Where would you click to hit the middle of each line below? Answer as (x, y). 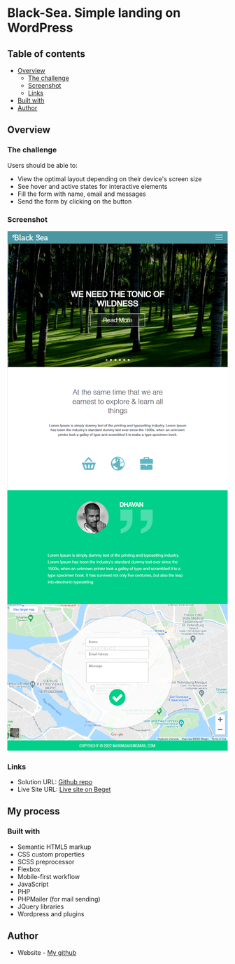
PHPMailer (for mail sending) (59, 899)
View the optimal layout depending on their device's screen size (109, 179)
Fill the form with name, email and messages (82, 194)
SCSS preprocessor (46, 861)
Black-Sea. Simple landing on (94, 13)
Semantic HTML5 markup (54, 847)
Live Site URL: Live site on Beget (64, 789)
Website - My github (47, 953)
